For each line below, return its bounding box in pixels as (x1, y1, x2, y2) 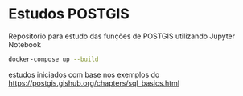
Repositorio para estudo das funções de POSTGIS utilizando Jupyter (8, 31, 236, 41)
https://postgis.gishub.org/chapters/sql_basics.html (8, 78, 179, 88)
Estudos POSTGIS (8, 5, 130, 23)
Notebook (8, 39, 42, 49)
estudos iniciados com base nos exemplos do (8, 70, 160, 79)
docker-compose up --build (8, 55, 99, 63)
